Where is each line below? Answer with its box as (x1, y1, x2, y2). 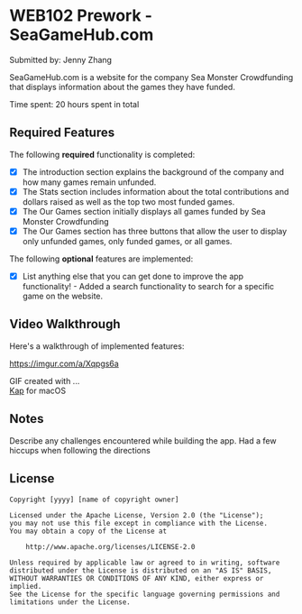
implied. (9, 582, 42, 591)
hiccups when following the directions (9, 444, 151, 455)
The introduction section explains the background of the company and (22, 166, 284, 177)
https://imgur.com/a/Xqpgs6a (9, 358, 119, 369)
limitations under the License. (9, 597, 131, 607)
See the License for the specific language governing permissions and (9, 590, 280, 599)
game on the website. (22, 290, 104, 302)
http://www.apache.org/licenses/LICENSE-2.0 (25, 542, 196, 551)
